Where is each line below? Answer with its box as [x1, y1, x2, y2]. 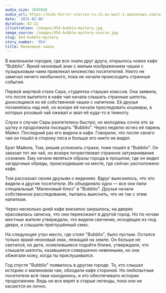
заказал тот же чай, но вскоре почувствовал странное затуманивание [5, 150, 155, 156]
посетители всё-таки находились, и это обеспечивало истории [5, 272, 139, 278]
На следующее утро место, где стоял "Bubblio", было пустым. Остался [5, 231, 155, 237]
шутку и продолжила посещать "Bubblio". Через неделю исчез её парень [5, 124, 161, 130]
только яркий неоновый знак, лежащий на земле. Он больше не [5, 236, 141, 242]
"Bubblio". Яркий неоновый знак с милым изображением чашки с [5, 63, 144, 69]
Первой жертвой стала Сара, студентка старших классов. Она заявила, [5, 88, 157, 94]
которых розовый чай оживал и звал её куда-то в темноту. [5, 110, 130, 116]
